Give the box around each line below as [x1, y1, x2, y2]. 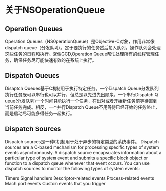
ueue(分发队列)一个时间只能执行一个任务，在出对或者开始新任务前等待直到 [5, 98, 158, 104]
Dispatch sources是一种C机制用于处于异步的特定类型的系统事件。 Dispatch [5, 138, 159, 144]
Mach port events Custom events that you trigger [5, 180, 106, 186]
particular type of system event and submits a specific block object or [5, 155, 148, 161]
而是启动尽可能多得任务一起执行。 [5, 110, 75, 116]
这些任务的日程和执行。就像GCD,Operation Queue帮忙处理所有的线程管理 [5, 51, 155, 57]
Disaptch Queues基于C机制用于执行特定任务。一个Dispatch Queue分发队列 [5, 85, 159, 91]
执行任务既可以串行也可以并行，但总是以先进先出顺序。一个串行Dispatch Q [5, 91, 158, 97]
